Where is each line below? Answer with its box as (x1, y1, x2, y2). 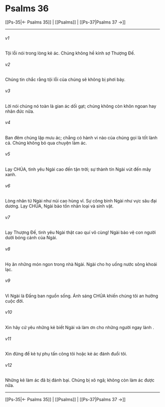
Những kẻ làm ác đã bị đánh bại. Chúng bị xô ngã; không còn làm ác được (5, 377, 155, 383)
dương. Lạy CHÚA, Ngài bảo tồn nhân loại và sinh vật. (5, 203, 114, 209)
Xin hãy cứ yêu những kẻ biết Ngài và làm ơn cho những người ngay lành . (5, 324, 154, 330)
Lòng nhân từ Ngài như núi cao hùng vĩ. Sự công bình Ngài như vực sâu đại (5, 198, 157, 204)
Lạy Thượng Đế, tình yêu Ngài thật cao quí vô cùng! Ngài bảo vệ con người (5, 229, 156, 235)
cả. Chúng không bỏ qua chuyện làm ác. (5, 140, 87, 146)
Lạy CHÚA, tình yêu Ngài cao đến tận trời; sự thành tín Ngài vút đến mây (5, 166, 151, 172)
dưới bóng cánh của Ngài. (5, 235, 57, 241)
